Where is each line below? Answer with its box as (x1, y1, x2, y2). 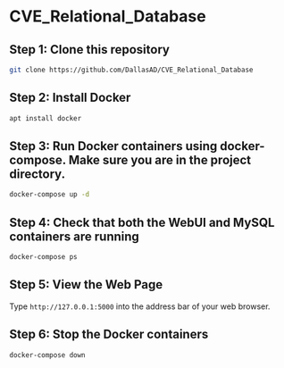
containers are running (9, 229, 140, 244)
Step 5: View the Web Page (9, 277, 163, 292)
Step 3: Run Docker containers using (9, 138, 218, 154)
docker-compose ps (9, 253, 78, 262)
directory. (9, 166, 65, 181)
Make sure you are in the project (68, 152, 252, 167)
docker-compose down (9, 350, 87, 359)
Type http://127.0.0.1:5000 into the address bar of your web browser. (9, 301, 271, 312)
